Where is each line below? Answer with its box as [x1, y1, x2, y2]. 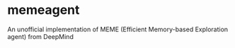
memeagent [7, 2, 80, 18]
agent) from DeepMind [7, 32, 74, 40]
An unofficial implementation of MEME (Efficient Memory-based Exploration [7, 25, 229, 33]
